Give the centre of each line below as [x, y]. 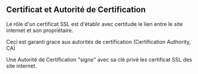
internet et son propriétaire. [40, 30]
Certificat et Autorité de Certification [76, 10]
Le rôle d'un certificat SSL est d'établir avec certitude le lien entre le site [95, 24]
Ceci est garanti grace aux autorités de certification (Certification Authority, [99, 41]
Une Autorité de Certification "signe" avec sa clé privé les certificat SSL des [99, 59]
